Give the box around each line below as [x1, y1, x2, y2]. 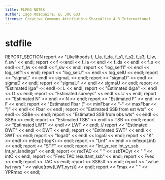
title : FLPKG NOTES [5, 7, 45, 12]
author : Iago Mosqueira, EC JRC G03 [5, 12, 80, 17]
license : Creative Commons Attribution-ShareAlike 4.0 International [5, 16, 151, 21]
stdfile [5, 37, 32, 49]
